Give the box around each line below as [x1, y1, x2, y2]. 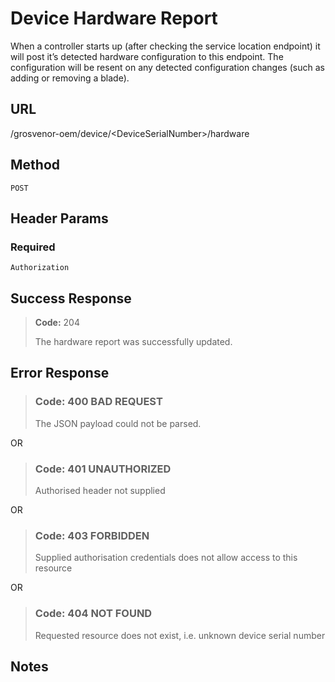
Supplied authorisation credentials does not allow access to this [34, 552, 298, 564]
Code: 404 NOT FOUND [34, 607, 153, 621]
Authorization [10, 263, 70, 273]
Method [10, 157, 61, 174]
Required [10, 240, 56, 254]
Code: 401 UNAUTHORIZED [34, 462, 172, 476]
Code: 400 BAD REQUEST [34, 395, 163, 409]
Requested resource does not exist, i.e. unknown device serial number [34, 629, 326, 641]
